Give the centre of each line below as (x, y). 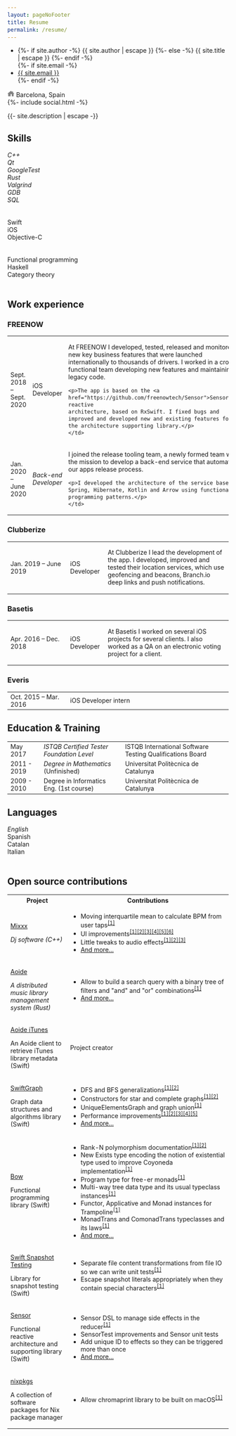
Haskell (18, 267)
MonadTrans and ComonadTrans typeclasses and (152, 1219)
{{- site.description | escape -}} (53, 116)
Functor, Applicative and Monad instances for (146, 1203)
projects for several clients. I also (155, 639)
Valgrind (20, 185)
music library (29, 993)
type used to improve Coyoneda (127, 1162)
